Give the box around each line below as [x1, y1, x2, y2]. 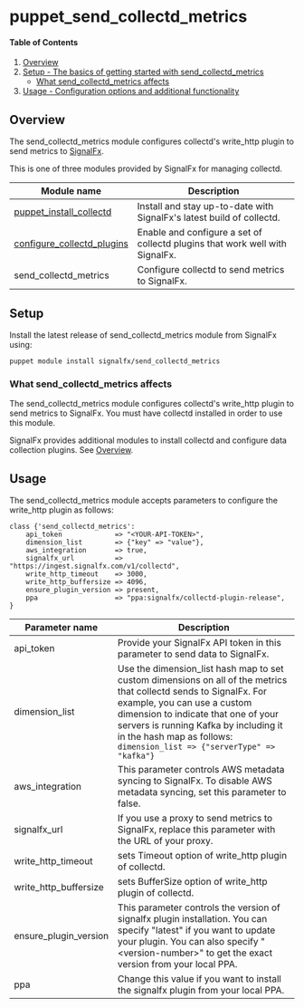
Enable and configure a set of [137, 226, 262, 239]
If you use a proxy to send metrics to [117, 812, 273, 825]
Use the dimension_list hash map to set [117, 663, 284, 676]
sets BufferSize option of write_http [117, 876, 269, 888]
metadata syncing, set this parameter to [117, 786, 287, 799]
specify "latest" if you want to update [117, 924, 276, 936]
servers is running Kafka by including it [117, 719, 283, 732]
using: [9, 340, 33, 350]
